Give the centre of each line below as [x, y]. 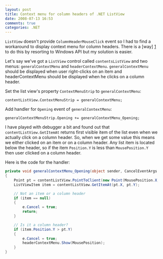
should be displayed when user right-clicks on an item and [64, 71]
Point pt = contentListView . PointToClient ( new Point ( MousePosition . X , [87, 180]
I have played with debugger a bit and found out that [57, 127]
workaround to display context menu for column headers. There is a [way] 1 [81, 47]
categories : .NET [23, 28]
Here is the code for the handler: [38, 162]
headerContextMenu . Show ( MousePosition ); [64, 243]
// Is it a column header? [41, 225]
